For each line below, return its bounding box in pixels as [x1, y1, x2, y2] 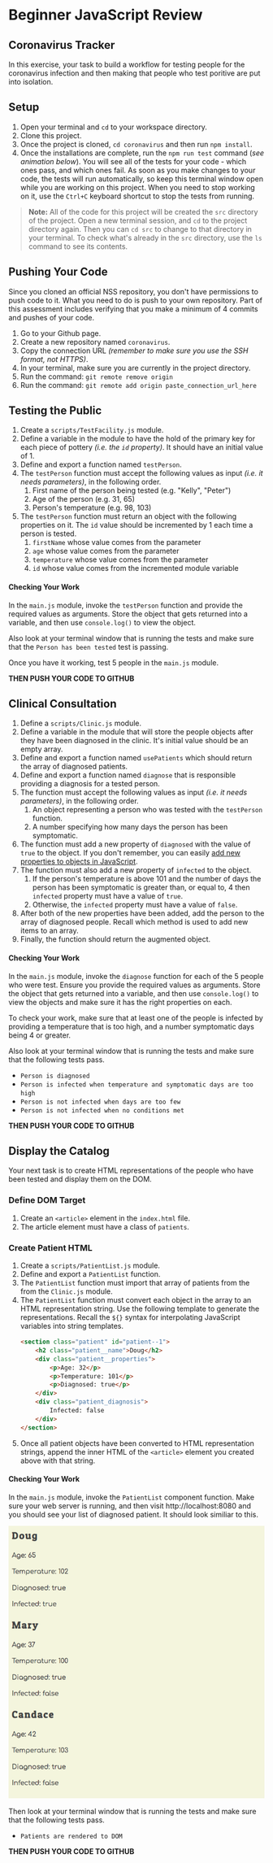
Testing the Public [8, 404, 102, 418]
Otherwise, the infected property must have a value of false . [32, 900, 238, 910]
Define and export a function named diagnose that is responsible [19, 770, 236, 780]
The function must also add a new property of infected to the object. [19, 865, 252, 875]
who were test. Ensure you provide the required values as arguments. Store [8, 980, 261, 990]
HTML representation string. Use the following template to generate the [19, 1304, 260, 1314]
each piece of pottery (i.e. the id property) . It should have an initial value [19, 442, 264, 452]
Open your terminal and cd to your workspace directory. [19, 122, 207, 132]
